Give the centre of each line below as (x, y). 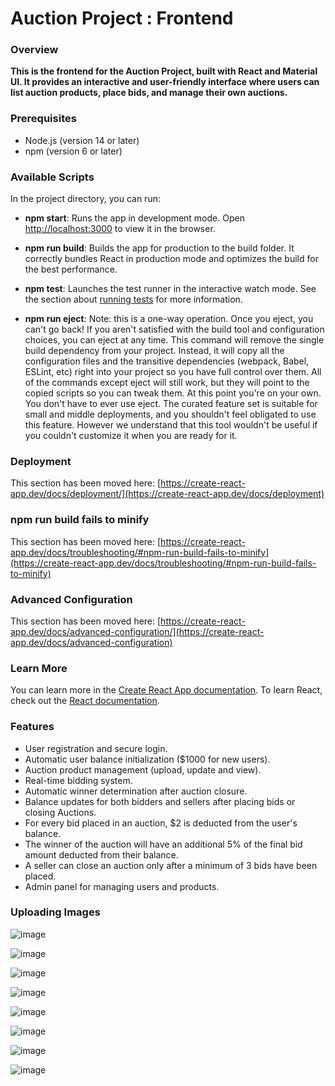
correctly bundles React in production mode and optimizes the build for (171, 259)
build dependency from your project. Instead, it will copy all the (154, 351)
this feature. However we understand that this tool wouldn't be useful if (171, 425)
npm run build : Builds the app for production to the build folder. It (159, 248)
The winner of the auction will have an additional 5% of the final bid (163, 844)
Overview (34, 50)
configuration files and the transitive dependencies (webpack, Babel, (167, 361)
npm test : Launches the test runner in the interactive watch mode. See (170, 289)
